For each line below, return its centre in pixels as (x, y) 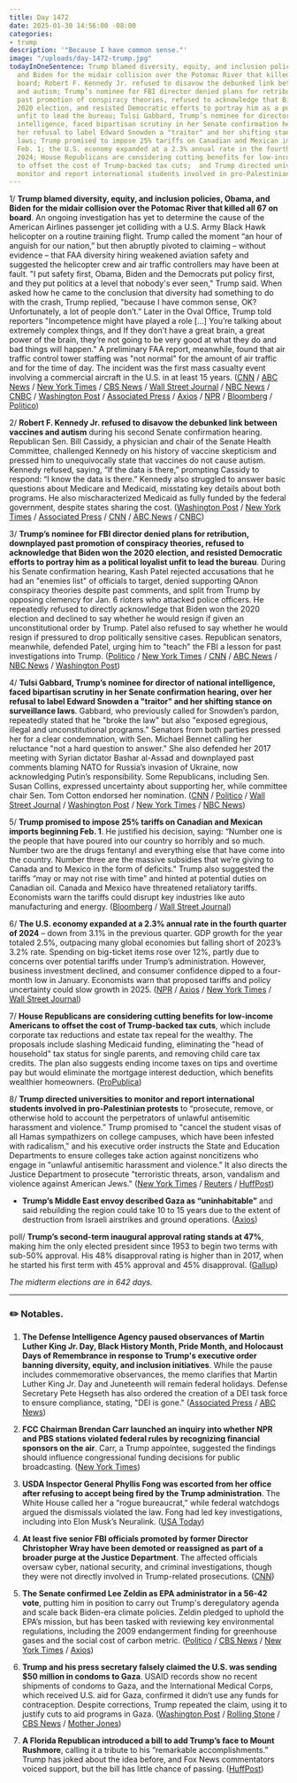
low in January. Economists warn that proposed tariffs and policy (152, 980)
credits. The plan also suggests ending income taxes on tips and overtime (144, 1064)
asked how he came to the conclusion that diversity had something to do (141, 293)
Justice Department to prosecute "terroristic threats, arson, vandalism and (145, 1174)
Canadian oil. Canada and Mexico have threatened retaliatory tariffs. (133, 888)
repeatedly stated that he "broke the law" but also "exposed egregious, (139, 720)
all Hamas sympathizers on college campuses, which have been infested (141, 1137)
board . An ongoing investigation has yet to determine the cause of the (137, 218)
